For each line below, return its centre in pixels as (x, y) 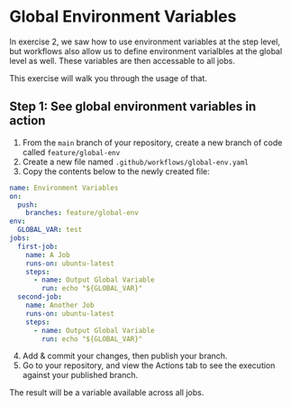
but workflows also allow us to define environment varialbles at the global (146, 51)
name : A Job (48, 254)
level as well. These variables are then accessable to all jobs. (123, 60)
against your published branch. (80, 375)
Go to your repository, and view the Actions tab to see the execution (149, 365)
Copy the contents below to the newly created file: (116, 171)
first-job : (38, 246)
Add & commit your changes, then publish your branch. (125, 356)
